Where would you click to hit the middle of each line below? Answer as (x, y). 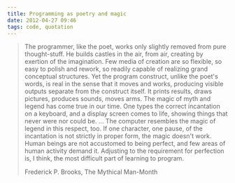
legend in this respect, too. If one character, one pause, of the (113, 129)
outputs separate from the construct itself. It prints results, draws (118, 91)
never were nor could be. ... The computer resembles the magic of (120, 121)
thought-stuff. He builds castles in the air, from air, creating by (114, 54)
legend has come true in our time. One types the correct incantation (122, 107)
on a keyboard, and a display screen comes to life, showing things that (126, 114)
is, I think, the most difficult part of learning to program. (104, 158)
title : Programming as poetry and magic (67, 14)
